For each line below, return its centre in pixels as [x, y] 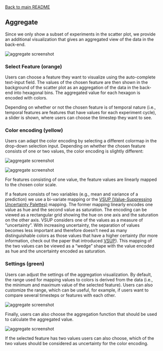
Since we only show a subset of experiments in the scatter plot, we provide [80, 34]
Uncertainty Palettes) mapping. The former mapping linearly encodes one [79, 205]
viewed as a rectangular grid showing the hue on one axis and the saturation [82, 215]
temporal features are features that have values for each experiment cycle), [81, 113]
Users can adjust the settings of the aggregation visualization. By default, [79, 274]
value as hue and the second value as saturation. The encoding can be [76, 210]
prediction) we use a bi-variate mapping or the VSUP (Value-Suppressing [79, 199]
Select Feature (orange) [34, 66]
